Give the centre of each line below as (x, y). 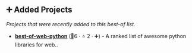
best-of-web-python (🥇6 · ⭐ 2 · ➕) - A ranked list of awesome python (100, 36)
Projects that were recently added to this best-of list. (71, 24)
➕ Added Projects (39, 10)
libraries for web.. (36, 45)
